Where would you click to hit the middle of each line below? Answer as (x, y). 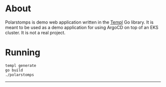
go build (14, 70)
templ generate (21, 65)
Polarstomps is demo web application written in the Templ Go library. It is (80, 22)
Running (23, 53)
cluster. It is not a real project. (35, 32)
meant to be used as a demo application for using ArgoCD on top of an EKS (82, 27)
